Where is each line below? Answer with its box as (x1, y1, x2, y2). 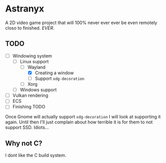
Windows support (20, 87, 57, 93)
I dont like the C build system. (5, 152, 67, 158)
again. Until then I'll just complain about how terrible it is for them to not (5, 119, 153, 125)
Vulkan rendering (12, 92, 49, 98)
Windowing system (12, 53, 53, 59)
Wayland (27, 64, 46, 70)
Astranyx (5, 3, 44, 15)
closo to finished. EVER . (5, 25, 55, 31)
